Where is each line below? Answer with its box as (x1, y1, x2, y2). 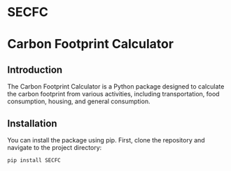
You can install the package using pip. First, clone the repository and (7, 136, 205, 144)
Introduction (7, 64, 63, 75)
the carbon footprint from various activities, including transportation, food (7, 90, 220, 98)
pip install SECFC (7, 157, 61, 164)
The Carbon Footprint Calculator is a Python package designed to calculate (7, 82, 225, 91)
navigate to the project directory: (7, 144, 102, 151)
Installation (7, 117, 57, 129)
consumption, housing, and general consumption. (7, 97, 150, 105)
